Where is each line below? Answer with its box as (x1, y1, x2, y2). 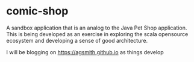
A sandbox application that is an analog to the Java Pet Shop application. (6, 24, 187, 31)
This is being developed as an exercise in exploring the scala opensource (6, 30, 189, 37)
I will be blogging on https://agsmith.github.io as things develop (6, 48, 164, 55)
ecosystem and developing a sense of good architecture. (6, 37, 148, 44)
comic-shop (6, 4, 69, 18)
